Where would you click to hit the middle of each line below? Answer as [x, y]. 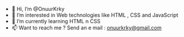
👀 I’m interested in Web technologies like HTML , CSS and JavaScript [95, 15]
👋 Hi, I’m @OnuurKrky [38, 9]
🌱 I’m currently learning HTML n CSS [56, 21]
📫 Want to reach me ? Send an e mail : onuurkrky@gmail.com [87, 28]
